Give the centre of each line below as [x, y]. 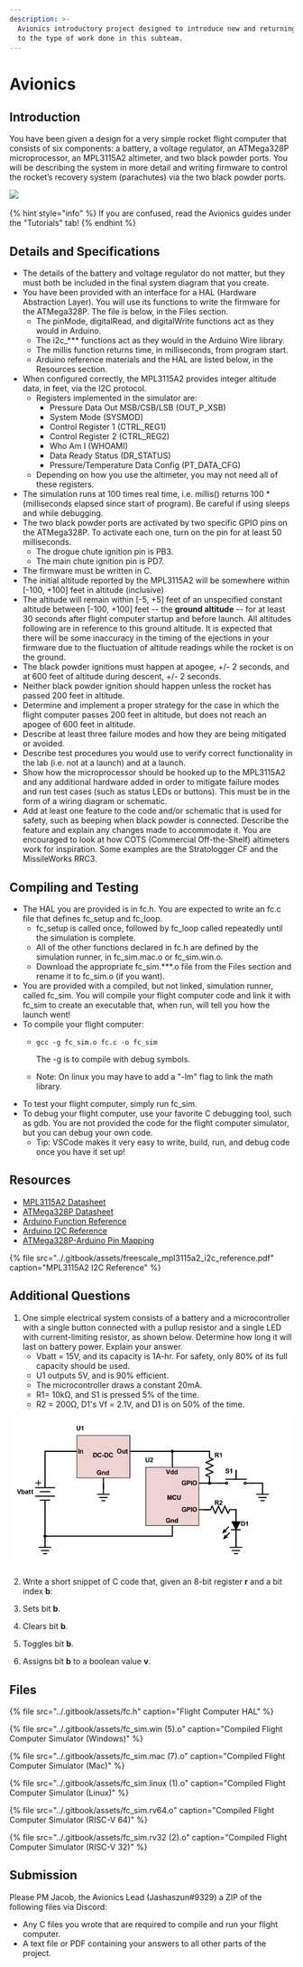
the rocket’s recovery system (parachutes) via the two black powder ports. [148, 177]
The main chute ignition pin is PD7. [100, 561]
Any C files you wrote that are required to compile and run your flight [150, 1924]
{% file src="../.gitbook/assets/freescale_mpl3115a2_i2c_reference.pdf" [142, 1258]
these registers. [65, 484]
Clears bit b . [45, 1626]
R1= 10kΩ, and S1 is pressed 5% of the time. [118, 1394]
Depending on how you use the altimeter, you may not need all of [157, 475]
